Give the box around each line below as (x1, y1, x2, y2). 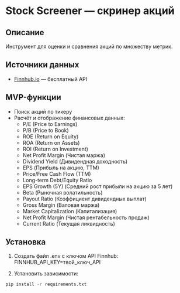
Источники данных (5, 60, 79, 70)
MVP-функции (5, 93, 62, 103)
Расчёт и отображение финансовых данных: (13, 114, 125, 121)
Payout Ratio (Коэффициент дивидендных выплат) (22, 195, 147, 202)
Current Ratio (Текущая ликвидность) (22, 220, 115, 227)
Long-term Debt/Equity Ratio (22, 176, 92, 183)
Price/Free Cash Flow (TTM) (22, 170, 91, 177)
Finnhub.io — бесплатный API (13, 75, 88, 83)
